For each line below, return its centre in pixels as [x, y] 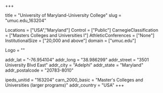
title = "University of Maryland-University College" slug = [63, 15]
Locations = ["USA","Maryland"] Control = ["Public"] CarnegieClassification [82, 30]
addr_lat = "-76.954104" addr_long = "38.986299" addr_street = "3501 [77, 60]
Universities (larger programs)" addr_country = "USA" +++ [65, 85]
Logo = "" [15, 50]
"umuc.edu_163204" [26, 21]
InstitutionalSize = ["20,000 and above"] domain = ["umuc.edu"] [71, 41]
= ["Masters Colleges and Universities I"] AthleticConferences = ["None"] [80, 35]
